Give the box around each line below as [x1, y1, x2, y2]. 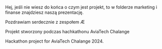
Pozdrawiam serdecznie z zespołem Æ [5, 19, 85, 25]
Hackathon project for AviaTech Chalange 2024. [5, 38, 104, 44]
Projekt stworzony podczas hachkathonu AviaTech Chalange [5, 29, 130, 34]
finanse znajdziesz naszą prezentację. [5, 9, 84, 15]
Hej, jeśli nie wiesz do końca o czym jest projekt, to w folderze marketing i [5, 4, 158, 10]
